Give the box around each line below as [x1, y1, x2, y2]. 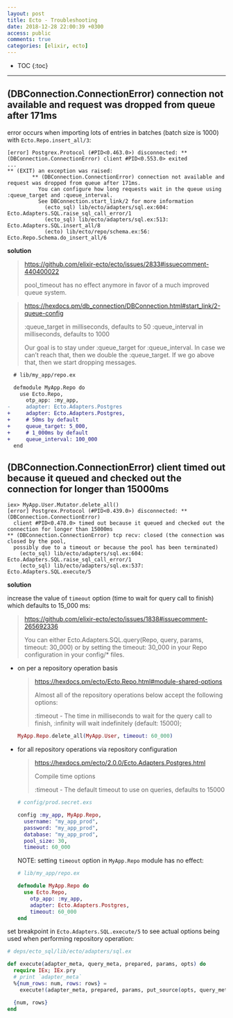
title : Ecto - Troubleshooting [7, 17, 98, 24]
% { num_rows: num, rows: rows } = [13, 980, 107, 987]
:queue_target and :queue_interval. [7, 192, 113, 199]
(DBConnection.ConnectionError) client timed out [7, 461, 226, 473]
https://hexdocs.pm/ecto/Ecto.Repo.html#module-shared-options [34, 678, 223, 686]
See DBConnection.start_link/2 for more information [37, 197, 194, 205]
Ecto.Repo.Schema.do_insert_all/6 [7, 234, 107, 241]
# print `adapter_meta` [13, 974, 82, 980]
